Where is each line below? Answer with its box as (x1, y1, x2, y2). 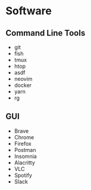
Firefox (14, 140, 32, 147)
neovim (14, 76, 33, 82)
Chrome (14, 133, 34, 141)
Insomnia (14, 152, 37, 160)
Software (5, 4, 52, 18)
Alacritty (14, 159, 35, 166)
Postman (14, 146, 36, 153)
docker (14, 82, 32, 89)
